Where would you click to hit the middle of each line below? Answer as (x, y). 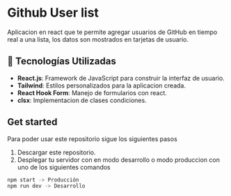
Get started (32, 122)
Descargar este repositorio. (56, 152)
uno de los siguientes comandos (64, 167)
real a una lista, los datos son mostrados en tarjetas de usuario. (98, 39)
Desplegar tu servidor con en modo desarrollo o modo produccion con (119, 160)
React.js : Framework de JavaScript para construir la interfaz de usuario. (121, 78)
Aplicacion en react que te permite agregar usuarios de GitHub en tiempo (112, 32)
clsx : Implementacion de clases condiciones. (82, 100)
